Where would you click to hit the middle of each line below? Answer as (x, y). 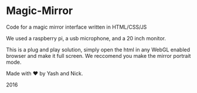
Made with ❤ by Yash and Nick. (45, 73)
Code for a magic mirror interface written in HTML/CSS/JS (77, 27)
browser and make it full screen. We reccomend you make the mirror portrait (98, 56)
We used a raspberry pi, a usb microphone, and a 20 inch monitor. (86, 38)
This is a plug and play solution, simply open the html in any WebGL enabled (98, 49)
